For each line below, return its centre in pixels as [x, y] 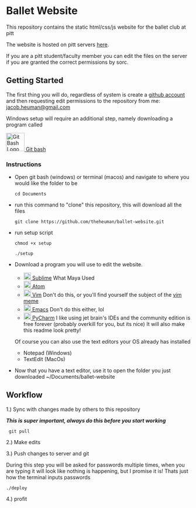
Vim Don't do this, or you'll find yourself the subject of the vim [107, 295]
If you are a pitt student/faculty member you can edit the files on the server [97, 56]
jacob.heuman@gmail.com [38, 107]
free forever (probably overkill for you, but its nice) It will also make [104, 324]
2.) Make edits [23, 442]
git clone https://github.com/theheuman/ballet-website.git [89, 222]
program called [24, 125]
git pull [19, 431]
